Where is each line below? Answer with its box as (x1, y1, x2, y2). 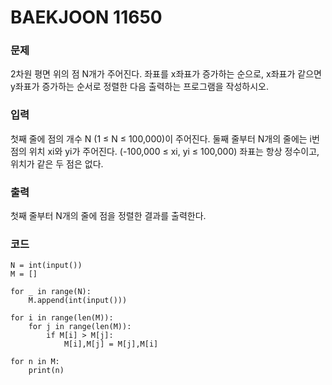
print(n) (28, 366, 65, 376)
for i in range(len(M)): (10, 313, 114, 323)
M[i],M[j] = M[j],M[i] (63, 339, 159, 350)
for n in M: (10, 357, 60, 367)
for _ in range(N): (10, 287, 92, 297)
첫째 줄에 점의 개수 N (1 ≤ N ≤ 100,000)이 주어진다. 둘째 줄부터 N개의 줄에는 (10, 132, 308, 145)
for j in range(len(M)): (28, 322, 132, 332)
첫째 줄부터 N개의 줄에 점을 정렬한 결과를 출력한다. (10, 210, 207, 222)
